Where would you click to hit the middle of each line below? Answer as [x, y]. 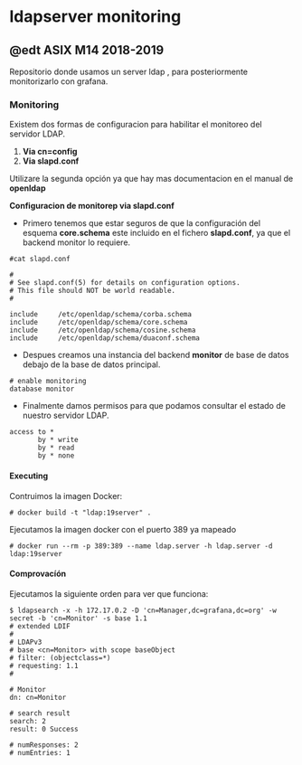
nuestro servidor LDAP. [66, 416]
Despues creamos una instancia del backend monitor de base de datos [156, 355]
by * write [58, 440]
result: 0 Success [44, 729]
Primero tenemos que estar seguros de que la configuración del [141, 223]
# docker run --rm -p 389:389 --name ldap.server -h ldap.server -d [141, 546]
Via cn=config [50, 152]
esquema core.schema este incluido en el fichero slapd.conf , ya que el [156, 233]
